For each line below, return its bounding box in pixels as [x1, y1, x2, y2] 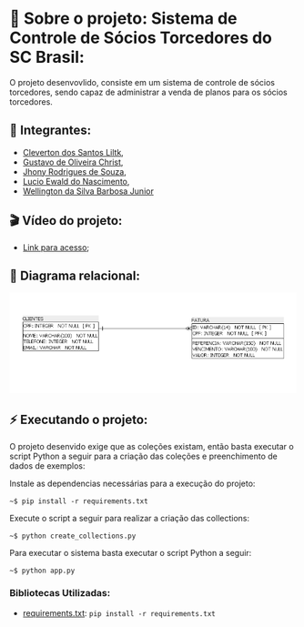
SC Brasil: [9, 47, 85, 67]
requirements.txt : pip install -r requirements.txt [22, 607, 216, 618]
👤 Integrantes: [9, 123, 92, 138]
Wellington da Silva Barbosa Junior [22, 186, 155, 197]
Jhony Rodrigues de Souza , [22, 166, 127, 177]
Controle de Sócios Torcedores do [9, 27, 273, 48]
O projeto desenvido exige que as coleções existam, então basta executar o [9, 440, 294, 451]
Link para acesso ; [22, 241, 90, 253]
